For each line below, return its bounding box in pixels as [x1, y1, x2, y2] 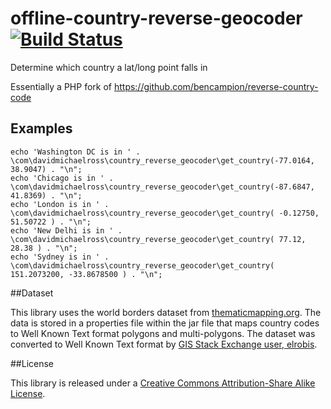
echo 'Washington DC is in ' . [10, 147, 141, 157]
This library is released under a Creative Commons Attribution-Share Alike [10, 377, 316, 389]
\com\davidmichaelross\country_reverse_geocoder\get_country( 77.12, [10, 234, 307, 244]
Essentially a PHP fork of [10, 80, 112, 92]
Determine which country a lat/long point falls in [10, 61, 208, 73]
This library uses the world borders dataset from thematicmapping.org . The [10, 306, 322, 318]
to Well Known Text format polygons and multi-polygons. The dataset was [10, 327, 316, 339]
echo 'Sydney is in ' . [10, 252, 110, 262]
